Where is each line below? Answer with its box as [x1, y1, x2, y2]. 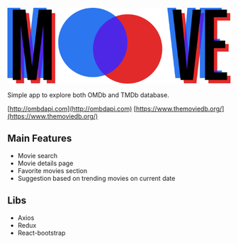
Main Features [7, 133, 72, 145]
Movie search [17, 151, 58, 160]
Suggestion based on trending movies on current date [17, 174, 176, 182]
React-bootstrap [17, 228, 66, 237]
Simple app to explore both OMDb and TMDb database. [7, 91, 170, 99]
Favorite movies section [17, 166, 88, 174]
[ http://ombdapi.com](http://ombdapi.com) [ [7, 104, 137, 113]
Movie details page [17, 159, 74, 167]
